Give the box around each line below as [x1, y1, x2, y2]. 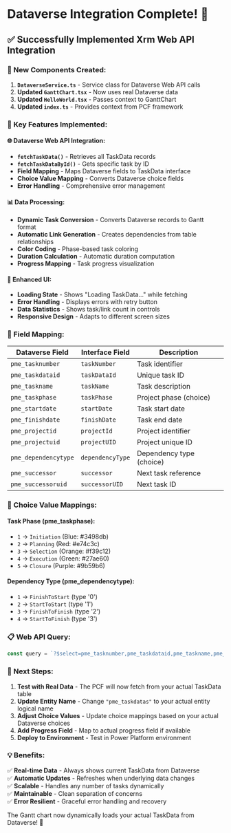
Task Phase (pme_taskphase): [7, 517, 96, 526]
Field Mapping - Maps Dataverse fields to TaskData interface [16, 167, 191, 175]
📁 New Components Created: [7, 65, 107, 74]
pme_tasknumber [10, 360, 60, 367]
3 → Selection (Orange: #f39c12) [16, 547, 111, 555]
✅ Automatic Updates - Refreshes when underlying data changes [7, 774, 195, 782]
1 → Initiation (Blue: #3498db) [16, 532, 109, 541]
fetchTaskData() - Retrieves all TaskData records [16, 153, 156, 160]
